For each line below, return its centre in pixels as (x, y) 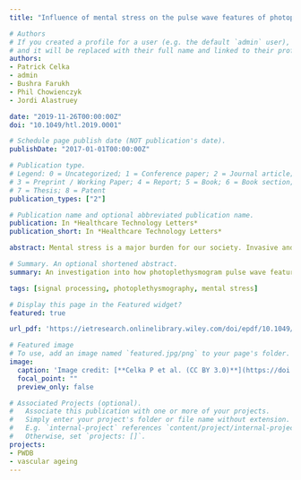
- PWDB (21, 453)
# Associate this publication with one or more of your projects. (140, 411)
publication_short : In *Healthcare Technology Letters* (116, 232)
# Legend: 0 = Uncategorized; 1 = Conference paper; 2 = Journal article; (152, 174)
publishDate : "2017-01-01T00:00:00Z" (80, 150)
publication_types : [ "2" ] (57, 199)
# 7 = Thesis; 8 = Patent (57, 190)
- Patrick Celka (39, 67)
